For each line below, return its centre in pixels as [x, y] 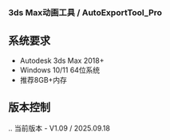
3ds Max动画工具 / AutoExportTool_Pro [85, 12]
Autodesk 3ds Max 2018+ [62, 60]
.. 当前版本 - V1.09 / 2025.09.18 [59, 128]
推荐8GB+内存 [43, 80]
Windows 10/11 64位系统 [60, 70]
